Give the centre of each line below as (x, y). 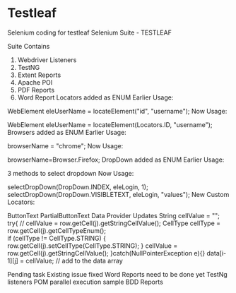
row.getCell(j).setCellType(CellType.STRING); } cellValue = (93, 246)
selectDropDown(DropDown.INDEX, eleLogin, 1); (78, 187)
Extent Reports (39, 75)
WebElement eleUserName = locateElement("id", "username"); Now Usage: (117, 111)
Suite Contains (29, 46)
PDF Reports (36, 90)
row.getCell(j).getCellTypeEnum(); (57, 230)
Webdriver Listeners (47, 60)
